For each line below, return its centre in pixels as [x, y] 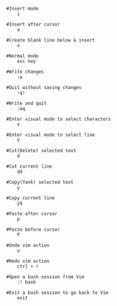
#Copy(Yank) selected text [40, 182]
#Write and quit [26, 103]
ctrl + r [28, 266]
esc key [26, 61]
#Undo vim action [28, 245]
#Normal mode [22, 56]
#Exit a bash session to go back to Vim [58, 293]
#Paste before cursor [33, 230]
